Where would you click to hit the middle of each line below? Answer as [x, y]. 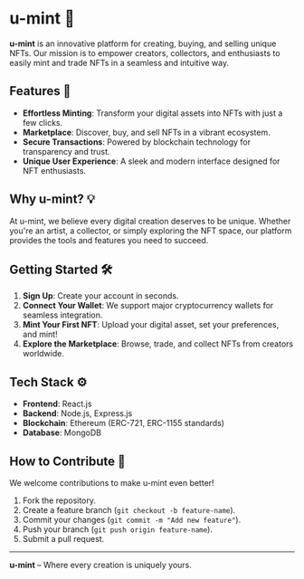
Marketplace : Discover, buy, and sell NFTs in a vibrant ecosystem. [146, 132]
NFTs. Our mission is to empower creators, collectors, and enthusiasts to [145, 52]
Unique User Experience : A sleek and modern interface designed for [151, 161]
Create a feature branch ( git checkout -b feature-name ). [129, 510]
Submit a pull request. [63, 539]
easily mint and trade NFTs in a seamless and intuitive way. [119, 62]
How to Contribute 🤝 [68, 461]
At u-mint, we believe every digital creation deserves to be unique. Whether [150, 221]
